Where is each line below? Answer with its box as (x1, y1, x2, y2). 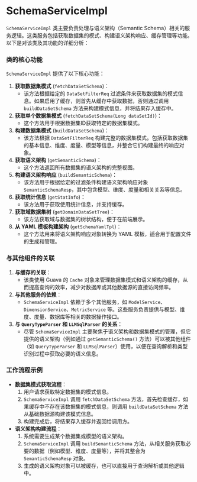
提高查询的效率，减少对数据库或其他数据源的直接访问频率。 (28, 283, 175, 290)
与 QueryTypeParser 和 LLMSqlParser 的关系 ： (14, 321, 123, 328)
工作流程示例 (6, 366, 43, 374)
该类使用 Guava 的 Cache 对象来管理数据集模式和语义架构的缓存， (23, 276, 183, 283)
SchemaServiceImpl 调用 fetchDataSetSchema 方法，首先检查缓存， (23, 395, 183, 403)
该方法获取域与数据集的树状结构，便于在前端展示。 (23, 216, 148, 223)
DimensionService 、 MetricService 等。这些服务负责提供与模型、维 (23, 306, 185, 313)
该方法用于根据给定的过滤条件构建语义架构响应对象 (23, 179, 148, 186)
